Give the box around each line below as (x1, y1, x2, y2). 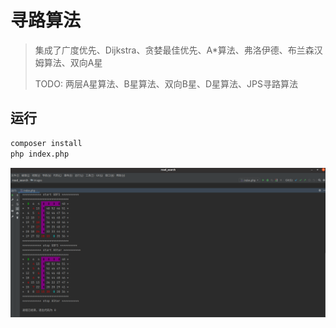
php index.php (10, 149, 70, 159)
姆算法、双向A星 (34, 56, 103, 68)
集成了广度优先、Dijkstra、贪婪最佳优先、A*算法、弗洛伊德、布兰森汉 (34, 44, 323, 56)
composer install (10, 138, 83, 148)
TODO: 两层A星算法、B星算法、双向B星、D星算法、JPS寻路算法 (34, 77, 298, 90)
